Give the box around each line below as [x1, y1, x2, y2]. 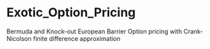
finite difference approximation [32, 34, 121, 42]
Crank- [183, 27, 204, 35]
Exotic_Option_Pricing [6, 5, 136, 20]
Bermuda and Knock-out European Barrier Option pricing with [6, 27, 182, 35]
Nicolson [6, 34, 32, 42]
